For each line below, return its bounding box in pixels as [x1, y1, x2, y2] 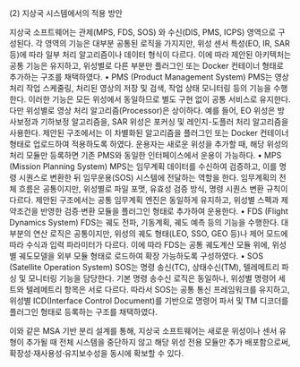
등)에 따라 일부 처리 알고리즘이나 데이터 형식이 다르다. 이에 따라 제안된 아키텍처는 [9, 49, 292, 60]
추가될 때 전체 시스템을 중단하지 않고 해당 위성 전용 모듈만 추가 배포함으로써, [25, 337, 291, 347]
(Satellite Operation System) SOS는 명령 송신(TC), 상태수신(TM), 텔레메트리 [9, 262, 280, 272]
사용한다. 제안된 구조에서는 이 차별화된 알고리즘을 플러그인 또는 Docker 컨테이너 [9, 128, 289, 138]
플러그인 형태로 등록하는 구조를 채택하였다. [9, 307, 159, 317]
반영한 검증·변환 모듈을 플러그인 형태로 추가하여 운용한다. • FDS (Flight [39, 206, 288, 217]
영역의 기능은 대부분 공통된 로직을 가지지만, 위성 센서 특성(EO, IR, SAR [44, 38, 290, 48]
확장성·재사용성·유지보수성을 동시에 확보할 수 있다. [9, 348, 184, 358]
